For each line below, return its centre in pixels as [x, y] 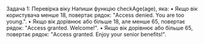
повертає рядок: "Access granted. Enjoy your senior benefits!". [86, 34]
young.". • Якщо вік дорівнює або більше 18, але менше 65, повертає [96, 21]
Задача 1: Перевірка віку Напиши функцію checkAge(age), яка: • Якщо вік [102, 9]
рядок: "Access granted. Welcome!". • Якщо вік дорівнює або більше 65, [100, 28]
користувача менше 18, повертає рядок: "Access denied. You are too [95, 15]
